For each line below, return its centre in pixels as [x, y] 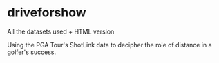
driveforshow [47, 13]
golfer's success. [32, 52]
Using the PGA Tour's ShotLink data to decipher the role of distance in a [109, 45]
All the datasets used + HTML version [61, 32]
